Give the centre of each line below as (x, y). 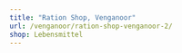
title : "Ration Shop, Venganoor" (73, 18)
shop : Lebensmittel (46, 34)
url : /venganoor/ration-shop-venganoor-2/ (91, 26)
